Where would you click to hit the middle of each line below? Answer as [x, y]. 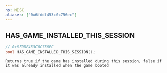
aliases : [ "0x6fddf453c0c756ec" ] [41, 15]
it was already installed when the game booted [57, 66]
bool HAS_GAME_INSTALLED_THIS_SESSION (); [50, 52]
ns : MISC [15, 10]
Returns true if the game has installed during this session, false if [83, 61]
